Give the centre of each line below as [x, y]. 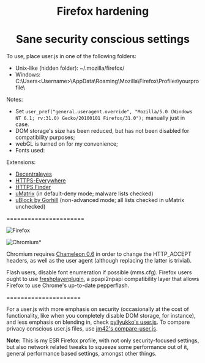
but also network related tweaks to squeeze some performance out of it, [97, 347]
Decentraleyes [33, 174]
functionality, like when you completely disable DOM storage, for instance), [101, 316]
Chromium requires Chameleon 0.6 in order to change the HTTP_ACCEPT [99, 254]
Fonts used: [30, 151]
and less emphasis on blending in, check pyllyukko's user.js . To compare [98, 322]
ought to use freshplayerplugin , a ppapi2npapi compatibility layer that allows [103, 279]
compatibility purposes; [45, 137]
